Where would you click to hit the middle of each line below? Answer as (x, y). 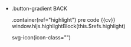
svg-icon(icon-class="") (41, 37)
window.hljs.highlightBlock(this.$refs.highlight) (68, 26)
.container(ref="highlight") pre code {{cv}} (63, 20)
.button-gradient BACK (40, 9)
